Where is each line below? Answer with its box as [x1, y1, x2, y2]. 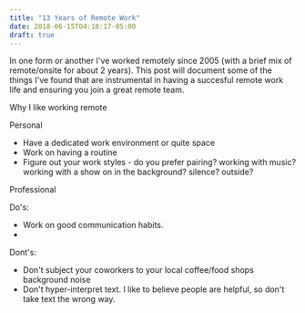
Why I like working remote [9, 102, 107, 113]
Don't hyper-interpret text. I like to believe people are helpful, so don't [22, 284, 285, 295]
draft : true [9, 30, 55, 39]
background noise [22, 275, 91, 286]
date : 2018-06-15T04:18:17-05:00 [9, 22, 137, 31]
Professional [9, 184, 56, 195]
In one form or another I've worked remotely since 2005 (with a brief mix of [9, 56, 293, 67]
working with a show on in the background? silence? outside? [22, 166, 254, 178]
